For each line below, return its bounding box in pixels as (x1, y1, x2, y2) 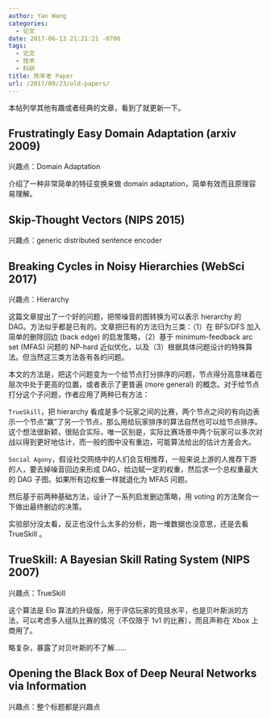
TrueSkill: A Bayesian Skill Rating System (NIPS (8, 553, 250, 567)
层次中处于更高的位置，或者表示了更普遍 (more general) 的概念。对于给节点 (8, 379, 260, 389)
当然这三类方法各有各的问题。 (29, 352, 129, 362)
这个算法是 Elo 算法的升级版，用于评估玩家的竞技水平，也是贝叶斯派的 (8, 605, 242, 615)
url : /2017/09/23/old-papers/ (8, 79, 110, 87)
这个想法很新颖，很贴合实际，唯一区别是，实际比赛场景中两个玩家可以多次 (8, 426, 256, 437)
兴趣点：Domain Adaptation (8, 162, 101, 171)
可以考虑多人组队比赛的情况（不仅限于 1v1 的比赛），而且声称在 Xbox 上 (22, 615, 259, 625)
